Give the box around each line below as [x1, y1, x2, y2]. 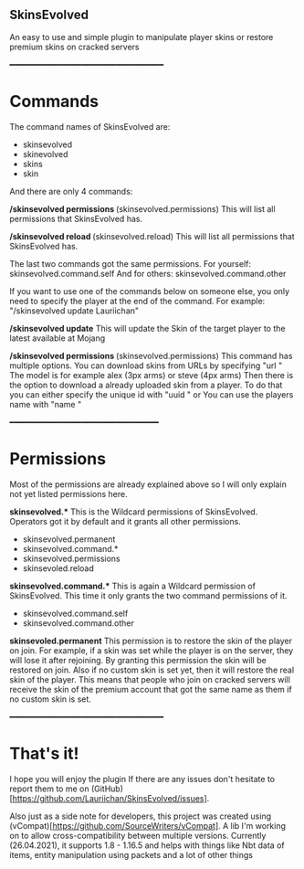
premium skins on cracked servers [9, 41, 140, 52]
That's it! [9, 743, 79, 764]
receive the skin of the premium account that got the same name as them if [9, 684, 292, 694]
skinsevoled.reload [22, 562, 94, 574]
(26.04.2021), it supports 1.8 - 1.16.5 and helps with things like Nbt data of [9, 840, 285, 851]
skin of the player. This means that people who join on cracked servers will [9, 673, 290, 684]
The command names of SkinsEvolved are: [9, 121, 171, 132]
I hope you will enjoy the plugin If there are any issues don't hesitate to [9, 773, 276, 784]
